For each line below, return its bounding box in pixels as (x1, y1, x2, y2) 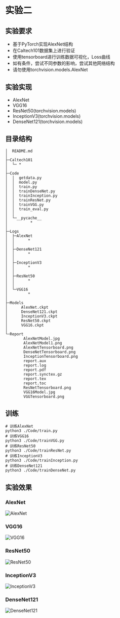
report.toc (23, 381, 47, 386)
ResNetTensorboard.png (23, 385, 71, 390)
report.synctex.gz (23, 372, 62, 377)
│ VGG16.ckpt (5, 323, 44, 328)
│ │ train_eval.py (5, 206, 49, 212)
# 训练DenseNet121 (5, 463, 43, 468)
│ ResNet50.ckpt (5, 318, 51, 323)
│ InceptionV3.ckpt (5, 313, 58, 319)
